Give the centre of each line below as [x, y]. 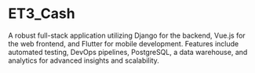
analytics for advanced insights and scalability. [84, 60]
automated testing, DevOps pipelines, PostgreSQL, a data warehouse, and [128, 52]
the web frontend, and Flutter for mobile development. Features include [124, 43]
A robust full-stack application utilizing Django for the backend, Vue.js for [127, 35]
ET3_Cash [42, 14]
